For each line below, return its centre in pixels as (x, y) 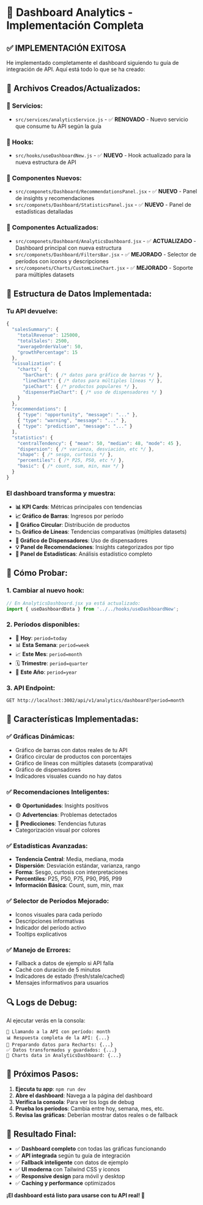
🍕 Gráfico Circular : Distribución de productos (72, 525)
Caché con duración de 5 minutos (58, 969)
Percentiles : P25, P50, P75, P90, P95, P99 (68, 879)
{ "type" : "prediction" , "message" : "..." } (75, 427)
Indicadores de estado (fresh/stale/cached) (70, 976)
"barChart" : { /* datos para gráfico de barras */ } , (93, 375)
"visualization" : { (37, 364)
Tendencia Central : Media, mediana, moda (69, 859)
